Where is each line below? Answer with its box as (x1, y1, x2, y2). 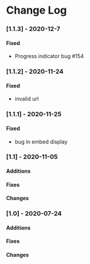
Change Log (6, 4, 67, 17)
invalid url (14, 96, 39, 103)
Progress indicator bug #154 (14, 53, 84, 60)
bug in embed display (14, 138, 68, 145)
